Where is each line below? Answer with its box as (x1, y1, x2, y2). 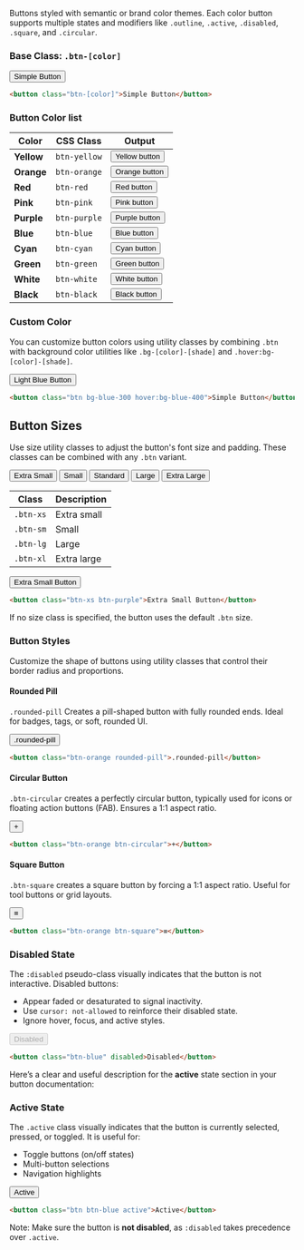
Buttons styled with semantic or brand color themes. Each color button (9, 8, 273, 18)
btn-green (55, 259, 98, 269)
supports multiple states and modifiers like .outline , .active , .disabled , (9, 17, 279, 28)
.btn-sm (14, 524, 47, 534)
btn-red (55, 181, 89, 192)
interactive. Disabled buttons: (9, 979, 119, 990)
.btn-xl (14, 553, 47, 564)
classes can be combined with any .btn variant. (9, 452, 187, 463)
